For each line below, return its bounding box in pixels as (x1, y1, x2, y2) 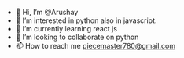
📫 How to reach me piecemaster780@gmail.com (15, 42, 175, 50)
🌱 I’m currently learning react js (15, 24, 118, 33)
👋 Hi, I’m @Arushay (15, 8, 79, 16)
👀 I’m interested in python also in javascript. (15, 16, 157, 25)
